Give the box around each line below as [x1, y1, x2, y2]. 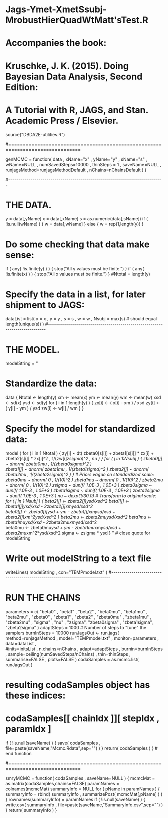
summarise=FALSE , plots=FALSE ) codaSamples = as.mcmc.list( [5, 657, 139, 662]
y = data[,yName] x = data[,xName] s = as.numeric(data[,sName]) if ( [5, 216, 148, 222]
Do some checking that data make [5, 239, 150, 250]
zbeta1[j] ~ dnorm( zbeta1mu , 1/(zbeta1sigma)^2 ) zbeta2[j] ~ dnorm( [5, 466, 149, 472]
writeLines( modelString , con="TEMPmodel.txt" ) [5, 569, 108, 575]
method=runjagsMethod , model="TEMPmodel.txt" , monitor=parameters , [5, 635, 159, 641]
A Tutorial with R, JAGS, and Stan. [5, 104, 149, 116]
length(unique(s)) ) [5, 321, 44, 327]
